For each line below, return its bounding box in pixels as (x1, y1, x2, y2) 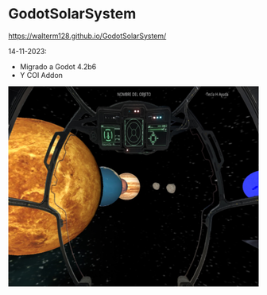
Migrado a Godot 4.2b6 (19, 61, 97, 72)
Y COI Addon (19, 70, 64, 80)
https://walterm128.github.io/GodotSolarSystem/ (8, 31, 167, 41)
